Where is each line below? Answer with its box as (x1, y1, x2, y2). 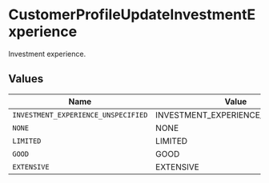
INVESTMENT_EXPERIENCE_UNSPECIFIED (12, 110, 148, 119)
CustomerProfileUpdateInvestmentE (8, 6, 256, 24)
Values (8, 72, 44, 86)
